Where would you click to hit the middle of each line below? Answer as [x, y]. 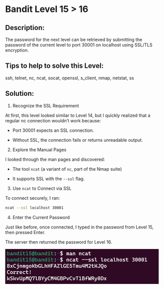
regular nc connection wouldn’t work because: [53, 120]
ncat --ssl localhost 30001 [34, 208]
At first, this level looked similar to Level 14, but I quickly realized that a [78, 115]
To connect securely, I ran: [32, 198]
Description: [25, 28]
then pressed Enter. [25, 232]
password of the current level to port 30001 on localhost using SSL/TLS [79, 45]
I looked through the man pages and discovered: [55, 159]
